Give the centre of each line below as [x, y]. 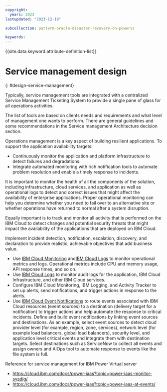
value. [11, 249]
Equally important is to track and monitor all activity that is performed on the [83, 218]
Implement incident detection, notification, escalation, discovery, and [76, 238]
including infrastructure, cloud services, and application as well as [73, 187]
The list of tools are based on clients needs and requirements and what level [83, 115]
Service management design [66, 72]
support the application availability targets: [49, 146]
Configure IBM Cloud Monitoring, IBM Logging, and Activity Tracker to [84, 285]
